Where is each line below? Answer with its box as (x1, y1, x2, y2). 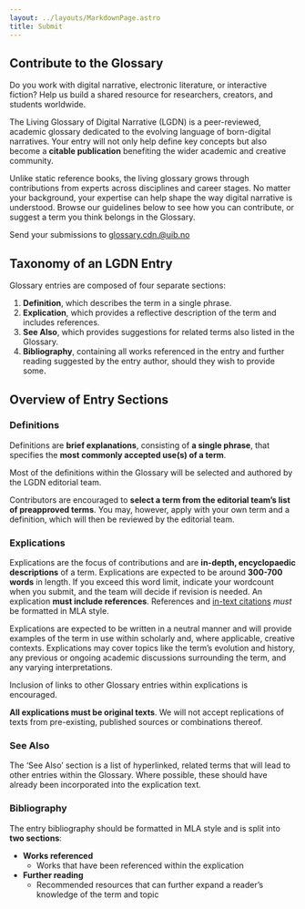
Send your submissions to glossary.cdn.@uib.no (9, 230, 190, 240)
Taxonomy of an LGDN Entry (9, 256, 173, 271)
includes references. (22, 317, 100, 328)
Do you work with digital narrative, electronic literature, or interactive (9, 79, 267, 91)
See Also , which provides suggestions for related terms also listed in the (22, 327, 295, 338)
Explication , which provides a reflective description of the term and (22, 307, 277, 319)
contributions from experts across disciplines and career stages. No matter (9, 183, 291, 194)
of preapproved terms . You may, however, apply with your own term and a (9, 504, 290, 515)
